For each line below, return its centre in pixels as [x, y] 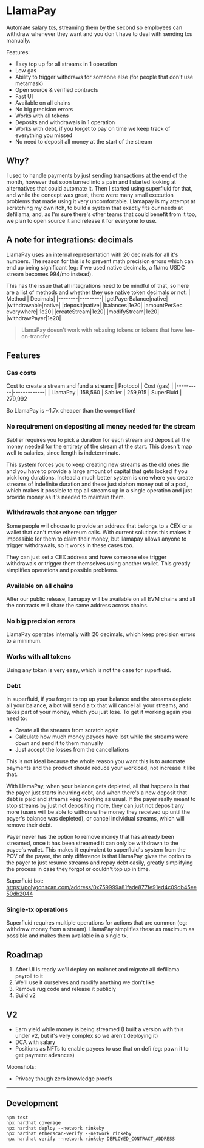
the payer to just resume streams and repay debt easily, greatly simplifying [100, 863]
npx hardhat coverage [34, 1123]
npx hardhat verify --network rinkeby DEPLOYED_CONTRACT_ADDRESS [90, 1139]
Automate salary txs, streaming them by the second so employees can [94, 27]
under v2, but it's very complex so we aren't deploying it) [87, 1035]
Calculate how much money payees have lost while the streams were [101, 737]
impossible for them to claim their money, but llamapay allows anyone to [97, 539]
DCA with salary [35, 1042]
